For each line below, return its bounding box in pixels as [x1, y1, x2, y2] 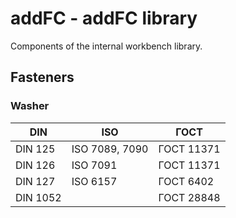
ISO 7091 [71, 158, 118, 172]
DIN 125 [15, 142, 56, 156]
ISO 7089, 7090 [71, 142, 149, 156]
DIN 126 [15, 158, 56, 172]
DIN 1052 [15, 190, 62, 204]
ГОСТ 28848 [158, 190, 221, 204]
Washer [10, 99, 50, 113]
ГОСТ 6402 [158, 174, 215, 188]
